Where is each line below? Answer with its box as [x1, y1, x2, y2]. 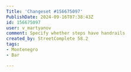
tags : [6, 42, 19, 47]
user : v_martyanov [6, 25, 51, 31]
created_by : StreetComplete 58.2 [6, 36, 89, 42]
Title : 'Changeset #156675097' [6, 8, 83, 15]
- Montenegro [6, 47, 38, 53]
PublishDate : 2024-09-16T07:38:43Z [6, 14, 94, 20]
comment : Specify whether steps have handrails [6, 30, 126, 36]
